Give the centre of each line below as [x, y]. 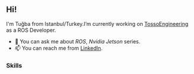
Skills [14, 65]
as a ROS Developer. [31, 30]
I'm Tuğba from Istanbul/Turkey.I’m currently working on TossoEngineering [97, 23]
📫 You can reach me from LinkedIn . [59, 48]
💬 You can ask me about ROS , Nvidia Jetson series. [77, 41]
